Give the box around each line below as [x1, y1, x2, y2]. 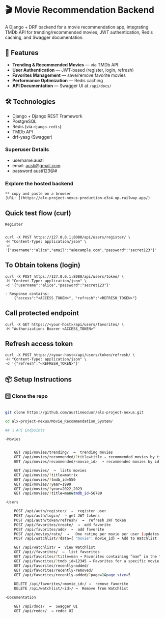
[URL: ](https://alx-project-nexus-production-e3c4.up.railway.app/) [5, 196, 151, 201]
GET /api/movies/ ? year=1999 [14, 482, 71, 487]
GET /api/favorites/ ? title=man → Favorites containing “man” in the [14, 554, 157, 559]
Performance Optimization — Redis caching [12, 77, 103, 83]
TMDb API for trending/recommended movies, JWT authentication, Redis [5, 29, 153, 35]
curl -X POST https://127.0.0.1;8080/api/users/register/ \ [5, 235, 131, 239]
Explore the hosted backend [5, 180, 74, 187]
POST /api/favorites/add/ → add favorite [14, 527, 105, 532]
